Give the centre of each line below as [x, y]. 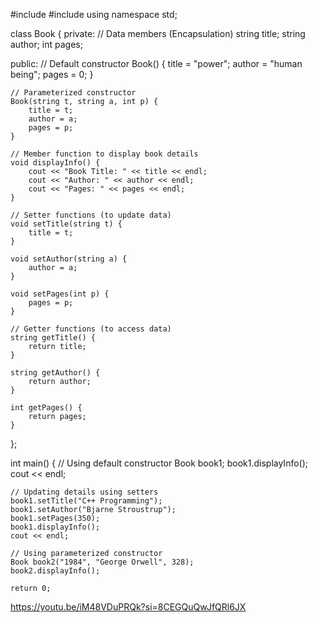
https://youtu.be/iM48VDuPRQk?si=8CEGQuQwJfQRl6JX [128, 607]
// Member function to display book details [104, 154]
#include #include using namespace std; [94, 14]
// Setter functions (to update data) [91, 215]
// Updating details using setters [84, 492]
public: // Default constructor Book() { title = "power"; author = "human [156, 63]
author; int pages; [46, 44]
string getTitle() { [53, 338]
